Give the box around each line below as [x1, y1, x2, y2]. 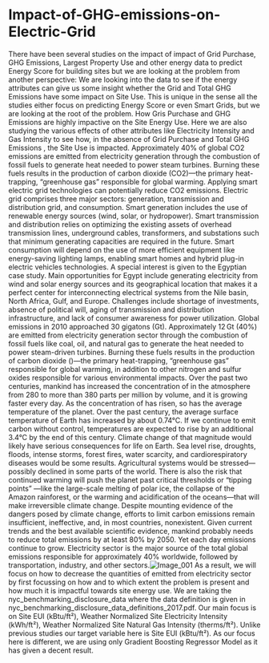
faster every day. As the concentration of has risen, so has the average [8, 398, 243, 408]
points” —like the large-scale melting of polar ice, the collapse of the [8, 483, 235, 493]
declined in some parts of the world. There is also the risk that [37, 467, 243, 476]
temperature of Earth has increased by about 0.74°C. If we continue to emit [8, 415, 256, 425]
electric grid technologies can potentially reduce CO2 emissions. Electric [8, 185, 249, 195]
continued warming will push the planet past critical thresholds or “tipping [8, 475, 252, 484]
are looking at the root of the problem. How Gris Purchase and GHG [8, 108, 231, 118]
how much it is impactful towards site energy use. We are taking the [8, 585, 232, 595]
